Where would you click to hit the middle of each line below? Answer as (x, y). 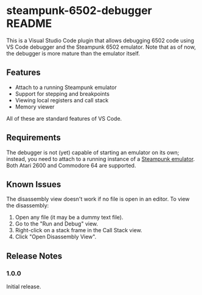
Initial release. (24, 286)
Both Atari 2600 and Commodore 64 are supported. (71, 165)
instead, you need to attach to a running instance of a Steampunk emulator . (101, 158)
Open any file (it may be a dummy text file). (69, 218)
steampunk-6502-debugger (79, 11)
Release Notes (34, 256)
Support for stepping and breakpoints (62, 94)
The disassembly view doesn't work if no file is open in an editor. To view (98, 199)
